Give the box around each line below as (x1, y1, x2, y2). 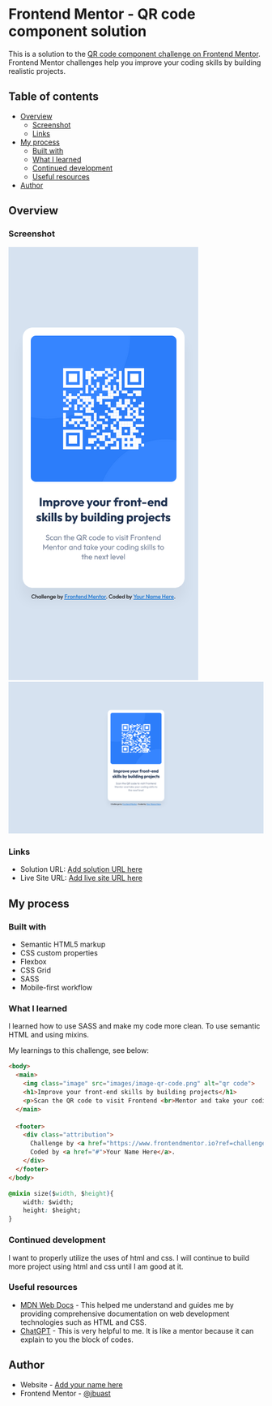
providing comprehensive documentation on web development (19, 1309, 230, 1318)
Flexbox (19, 957, 47, 967)
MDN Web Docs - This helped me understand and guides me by (19, 1300, 235, 1309)
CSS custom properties (19, 948, 99, 958)
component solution (8, 22, 147, 41)
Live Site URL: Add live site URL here (19, 873, 143, 883)
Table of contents (8, 90, 99, 104)
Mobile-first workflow (19, 983, 93, 993)
